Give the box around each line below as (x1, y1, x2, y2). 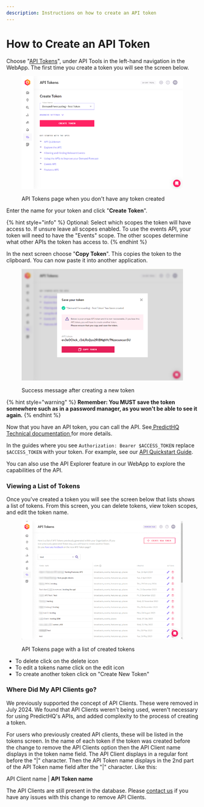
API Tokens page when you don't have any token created (21, 195, 165, 203)
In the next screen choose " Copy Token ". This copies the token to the (6, 250, 181, 258)
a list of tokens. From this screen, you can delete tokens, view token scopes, (6, 502, 198, 510)
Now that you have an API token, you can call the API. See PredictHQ (6, 423, 180, 431)
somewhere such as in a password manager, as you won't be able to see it (6, 404, 198, 412)
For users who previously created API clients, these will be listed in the (6, 731, 184, 738)
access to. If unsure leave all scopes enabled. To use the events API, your (6, 225, 191, 232)
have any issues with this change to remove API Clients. (6, 793, 147, 801)
